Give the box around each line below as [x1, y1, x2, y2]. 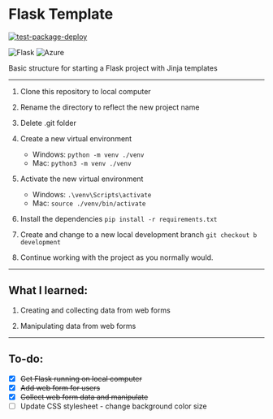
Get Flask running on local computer [19, 374, 142, 383]
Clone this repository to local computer [19, 86, 152, 96]
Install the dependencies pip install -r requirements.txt [19, 214, 218, 223]
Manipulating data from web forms [19, 321, 136, 330]
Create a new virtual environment [19, 133, 132, 143]
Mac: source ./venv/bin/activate [32, 198, 146, 208]
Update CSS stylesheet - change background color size [19, 401, 207, 411]
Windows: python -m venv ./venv [32, 149, 145, 159]
